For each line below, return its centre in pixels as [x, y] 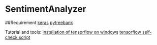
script [25, 37]
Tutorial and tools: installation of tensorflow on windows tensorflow [73, 32]
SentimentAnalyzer [46, 9]
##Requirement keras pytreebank [39, 22]
